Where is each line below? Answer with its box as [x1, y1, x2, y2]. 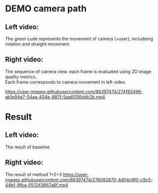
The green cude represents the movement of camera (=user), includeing [5, 36, 154, 42]
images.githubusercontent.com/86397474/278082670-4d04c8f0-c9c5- [5, 177, 153, 183]
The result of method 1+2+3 [5, 171, 62, 177]
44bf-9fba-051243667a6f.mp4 [5, 182, 68, 188]
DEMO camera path [5, 3, 87, 14]
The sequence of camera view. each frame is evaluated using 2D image [5, 68, 152, 74]
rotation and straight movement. [5, 41, 71, 47]
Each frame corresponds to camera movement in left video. [5, 79, 127, 85]
